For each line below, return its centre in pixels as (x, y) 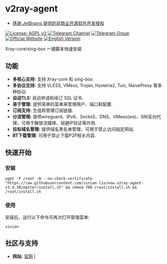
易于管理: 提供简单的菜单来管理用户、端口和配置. (63, 104)
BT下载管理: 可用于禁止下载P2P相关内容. (54, 135)
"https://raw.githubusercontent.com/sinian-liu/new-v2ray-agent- (74, 183)
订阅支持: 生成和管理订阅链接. (43, 110)
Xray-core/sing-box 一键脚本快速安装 (44, 48)
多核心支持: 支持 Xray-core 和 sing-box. (53, 79)
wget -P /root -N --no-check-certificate (49, 179)
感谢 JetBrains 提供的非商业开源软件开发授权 (58, 23)
